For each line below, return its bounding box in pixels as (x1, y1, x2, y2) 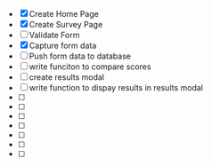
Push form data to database (29, 51, 132, 61)
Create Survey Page (29, 20, 103, 29)
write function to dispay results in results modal (29, 83, 203, 92)
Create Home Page (29, 9, 100, 19)
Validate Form (29, 30, 80, 40)
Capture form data (29, 40, 97, 51)
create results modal (29, 72, 105, 83)
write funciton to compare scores (29, 61, 151, 72)
